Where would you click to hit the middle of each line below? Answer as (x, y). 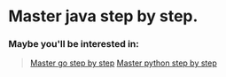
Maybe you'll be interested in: (74, 44)
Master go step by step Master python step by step (124, 63)
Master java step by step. (103, 16)
